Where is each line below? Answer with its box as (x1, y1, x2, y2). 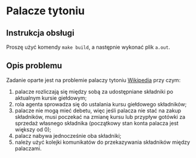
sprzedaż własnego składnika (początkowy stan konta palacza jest (14, 119, 179, 127)
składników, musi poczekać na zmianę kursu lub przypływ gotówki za (14, 113, 186, 120)
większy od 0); (14, 126, 52, 133)
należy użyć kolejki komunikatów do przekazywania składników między (14, 138, 191, 146)
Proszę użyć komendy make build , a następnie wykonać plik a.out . (6, 43, 170, 50)
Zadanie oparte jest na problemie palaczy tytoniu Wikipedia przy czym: (6, 76, 181, 84)
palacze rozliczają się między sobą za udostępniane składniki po (14, 88, 174, 95)
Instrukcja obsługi (6, 28, 74, 38)
